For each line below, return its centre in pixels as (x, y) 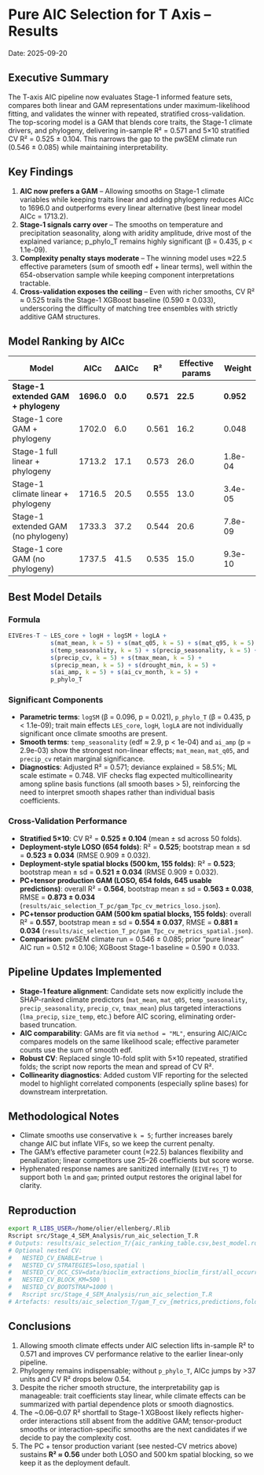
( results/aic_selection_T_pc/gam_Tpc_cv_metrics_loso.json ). (120, 905)
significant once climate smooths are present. (93, 734)
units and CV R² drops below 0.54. (75, 1379)
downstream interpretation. (64, 1091)
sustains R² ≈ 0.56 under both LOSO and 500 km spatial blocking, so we (136, 1454)
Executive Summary (59, 78)
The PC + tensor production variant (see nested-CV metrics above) (128, 1446)
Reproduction (42, 1211)
